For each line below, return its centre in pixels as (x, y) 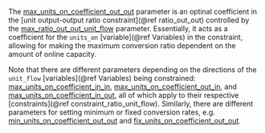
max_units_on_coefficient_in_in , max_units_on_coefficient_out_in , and (122, 87)
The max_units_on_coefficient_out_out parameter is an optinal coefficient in (133, 12)
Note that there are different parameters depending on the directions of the (132, 70)
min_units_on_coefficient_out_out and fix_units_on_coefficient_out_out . (124, 121)
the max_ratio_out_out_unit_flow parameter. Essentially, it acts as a (118, 28)
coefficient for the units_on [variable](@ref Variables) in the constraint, (126, 37)
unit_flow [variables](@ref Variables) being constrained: (102, 78)
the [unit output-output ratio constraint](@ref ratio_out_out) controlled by (129, 20)
